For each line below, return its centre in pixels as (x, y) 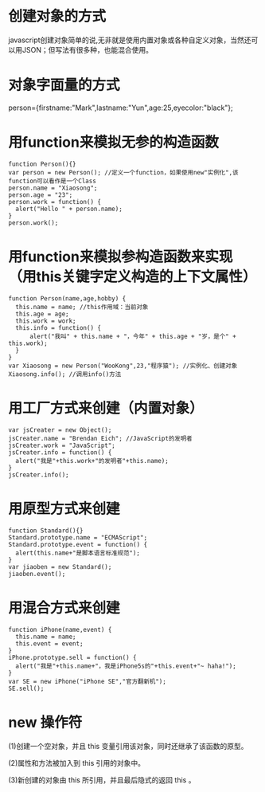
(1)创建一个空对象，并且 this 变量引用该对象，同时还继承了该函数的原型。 (128, 746)
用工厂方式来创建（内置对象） (106, 408)
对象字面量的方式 (64, 85)
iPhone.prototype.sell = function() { (72, 657)
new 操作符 (45, 722)
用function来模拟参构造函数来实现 (121, 257)
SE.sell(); (26, 688)
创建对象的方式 (57, 16)
